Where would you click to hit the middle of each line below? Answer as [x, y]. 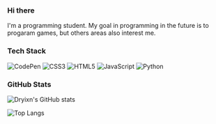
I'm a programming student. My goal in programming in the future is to [108, 26]
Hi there [21, 10]
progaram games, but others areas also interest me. [82, 33]
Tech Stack [27, 51]
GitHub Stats [29, 84]
